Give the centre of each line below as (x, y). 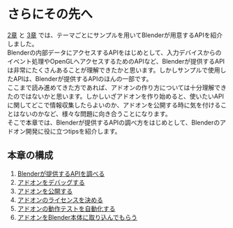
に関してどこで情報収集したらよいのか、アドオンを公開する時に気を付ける (114, 105)
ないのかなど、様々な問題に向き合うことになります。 (95, 113)
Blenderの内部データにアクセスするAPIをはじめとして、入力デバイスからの (114, 52)
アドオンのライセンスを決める (60, 199)
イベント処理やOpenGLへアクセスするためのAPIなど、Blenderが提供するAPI (116, 61)
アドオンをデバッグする (51, 182)
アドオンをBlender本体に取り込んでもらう (77, 217)
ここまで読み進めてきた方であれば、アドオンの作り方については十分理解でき (117, 87)
